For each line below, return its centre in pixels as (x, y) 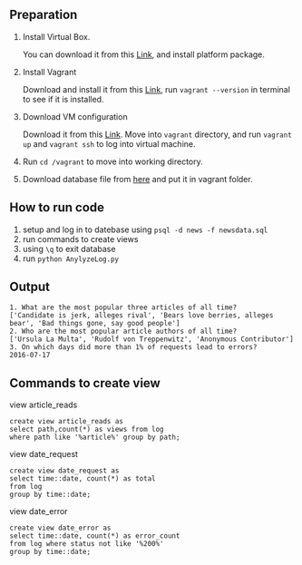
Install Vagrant (49, 72)
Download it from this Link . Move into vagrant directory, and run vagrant (157, 134)
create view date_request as (64, 471)
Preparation (44, 15)
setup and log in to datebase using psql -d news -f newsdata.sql (145, 229)
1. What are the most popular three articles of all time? (123, 307)
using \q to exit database (69, 248)
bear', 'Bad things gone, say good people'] (95, 324)
